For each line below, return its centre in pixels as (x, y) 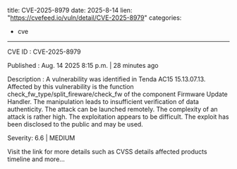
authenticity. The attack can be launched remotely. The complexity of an (113, 109)
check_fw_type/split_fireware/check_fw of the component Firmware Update (117, 94)
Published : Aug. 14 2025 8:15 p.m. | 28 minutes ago (83, 65)
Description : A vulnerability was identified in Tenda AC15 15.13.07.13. (107, 79)
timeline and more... (36, 159)
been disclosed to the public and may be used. (75, 124)
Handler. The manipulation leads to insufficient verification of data (103, 101)
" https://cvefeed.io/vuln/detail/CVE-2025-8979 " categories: (95, 18)
